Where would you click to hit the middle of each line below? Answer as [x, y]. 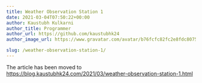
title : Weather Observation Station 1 [55, 12]
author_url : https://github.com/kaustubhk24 [63, 34]
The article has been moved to [44, 67]
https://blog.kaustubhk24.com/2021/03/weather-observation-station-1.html [100, 73]
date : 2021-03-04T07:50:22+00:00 [48, 17]
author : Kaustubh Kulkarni [40, 23]
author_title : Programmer [38, 28]
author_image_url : [29, 39]
